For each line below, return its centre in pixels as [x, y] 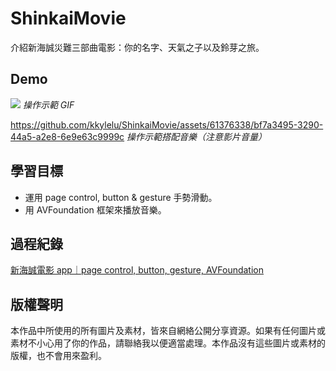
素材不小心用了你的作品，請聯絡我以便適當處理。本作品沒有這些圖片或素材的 [168, 343]
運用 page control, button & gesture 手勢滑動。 [121, 197]
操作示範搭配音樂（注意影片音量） [197, 136]
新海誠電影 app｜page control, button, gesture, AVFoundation [137, 270]
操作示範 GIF [48, 104]
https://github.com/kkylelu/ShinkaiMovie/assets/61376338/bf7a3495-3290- [167, 124]
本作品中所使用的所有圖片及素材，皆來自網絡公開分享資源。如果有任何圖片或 [168, 331]
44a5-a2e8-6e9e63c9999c [67, 136]
